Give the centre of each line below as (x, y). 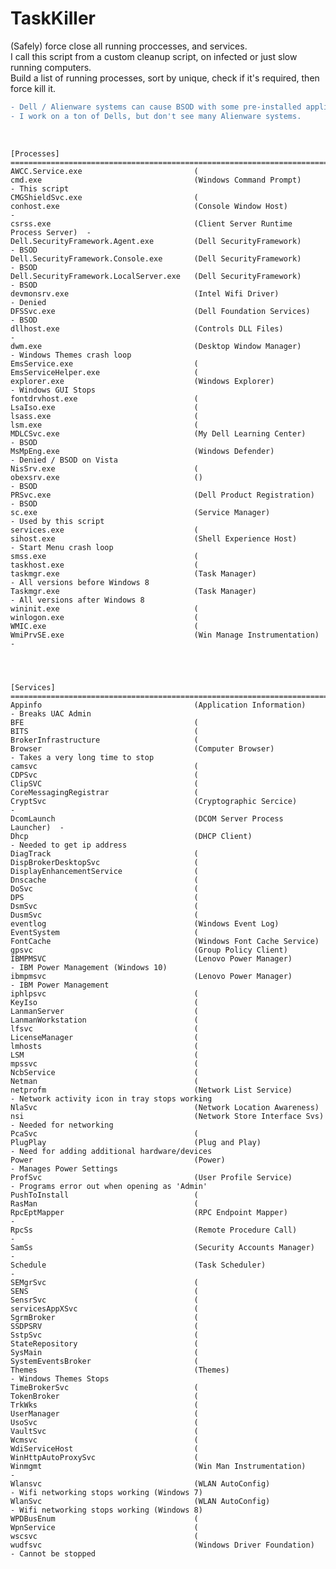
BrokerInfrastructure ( (104, 740)
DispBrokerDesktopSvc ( (104, 862)
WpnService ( (104, 1527)
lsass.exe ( (104, 416)
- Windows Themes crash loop (71, 355)
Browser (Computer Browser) (142, 748)
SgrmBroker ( (104, 1317)
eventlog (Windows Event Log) (145, 923)
